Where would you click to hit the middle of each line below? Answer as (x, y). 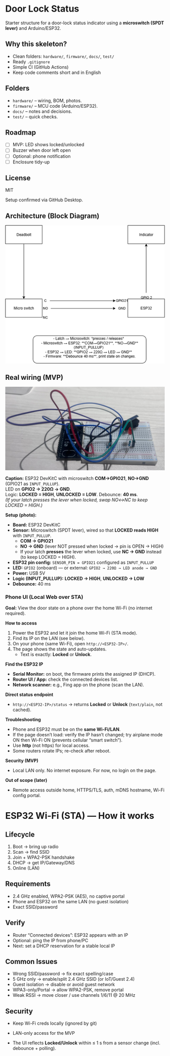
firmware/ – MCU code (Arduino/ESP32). (55, 106)
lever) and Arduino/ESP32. (33, 28)
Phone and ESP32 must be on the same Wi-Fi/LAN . (67, 729)
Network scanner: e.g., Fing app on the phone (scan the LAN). (78, 685)
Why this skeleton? (36, 44)
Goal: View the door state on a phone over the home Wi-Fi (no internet (79, 608)
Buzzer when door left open (41, 150)
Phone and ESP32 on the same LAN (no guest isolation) (71, 901)
